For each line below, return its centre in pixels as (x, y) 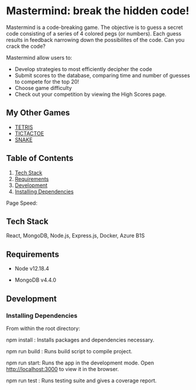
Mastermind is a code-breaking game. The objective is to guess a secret (94, 27)
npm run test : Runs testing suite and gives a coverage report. (81, 381)
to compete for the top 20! (47, 82)
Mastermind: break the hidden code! (98, 11)
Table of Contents (40, 158)
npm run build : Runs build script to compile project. (69, 351)
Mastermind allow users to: (39, 57)
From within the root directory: (43, 328)
